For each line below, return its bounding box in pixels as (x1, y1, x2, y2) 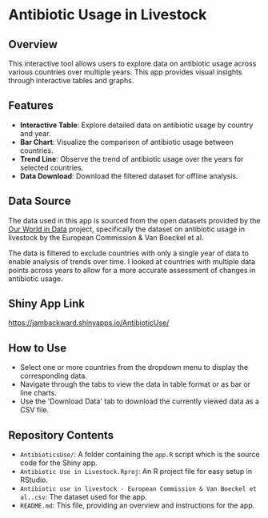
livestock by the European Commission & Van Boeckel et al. (8, 232, 204, 242)
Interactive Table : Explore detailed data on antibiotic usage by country (19, 120, 254, 130)
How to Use (8, 341, 67, 355)
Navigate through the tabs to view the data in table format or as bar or (19, 379, 250, 389)
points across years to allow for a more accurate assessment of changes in (8, 265, 256, 275)
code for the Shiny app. (19, 458, 98, 468)
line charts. (19, 388, 58, 398)
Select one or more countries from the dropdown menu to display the (19, 363, 249, 372)
